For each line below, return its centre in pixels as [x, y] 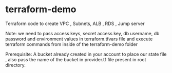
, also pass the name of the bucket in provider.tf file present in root [76, 59]
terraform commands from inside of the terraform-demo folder [71, 44]
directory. [15, 65]
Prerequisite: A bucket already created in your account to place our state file [86, 54]
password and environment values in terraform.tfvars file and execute [79, 39]
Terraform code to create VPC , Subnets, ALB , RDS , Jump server [75, 23]
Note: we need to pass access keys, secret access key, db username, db [82, 33]
